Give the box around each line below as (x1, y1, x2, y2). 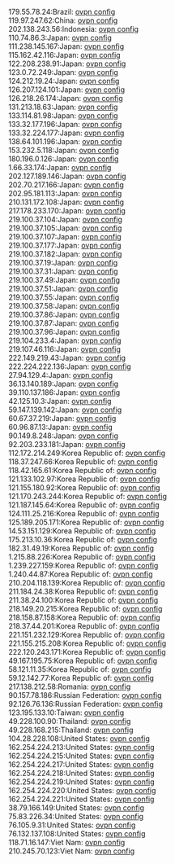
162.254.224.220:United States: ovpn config (8, 786, 156, 795)
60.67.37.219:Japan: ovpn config (8, 414, 117, 423)
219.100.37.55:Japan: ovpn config (8, 292, 120, 302)
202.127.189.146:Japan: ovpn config (8, 171, 127, 181)
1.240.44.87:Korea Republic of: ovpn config (8, 569, 153, 579)
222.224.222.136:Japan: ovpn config (8, 362, 131, 371)
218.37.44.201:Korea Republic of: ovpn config (8, 621, 160, 630)
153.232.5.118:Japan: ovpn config (8, 146, 120, 155)
